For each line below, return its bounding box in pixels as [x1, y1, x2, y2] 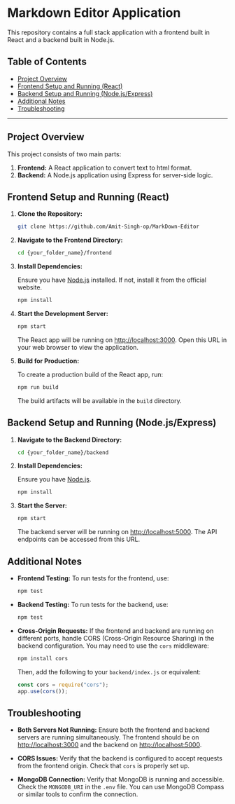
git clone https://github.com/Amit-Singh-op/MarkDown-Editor [17, 223, 200, 231]
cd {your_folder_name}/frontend [17, 250, 112, 257]
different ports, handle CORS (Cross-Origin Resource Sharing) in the [17, 634, 215, 642]
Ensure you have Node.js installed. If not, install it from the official [17, 275, 206, 285]
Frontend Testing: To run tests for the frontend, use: [17, 574, 169, 582]
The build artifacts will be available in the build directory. [17, 396, 182, 404]
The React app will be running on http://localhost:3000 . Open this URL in [17, 335, 227, 344]
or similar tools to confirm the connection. [17, 790, 138, 798]
